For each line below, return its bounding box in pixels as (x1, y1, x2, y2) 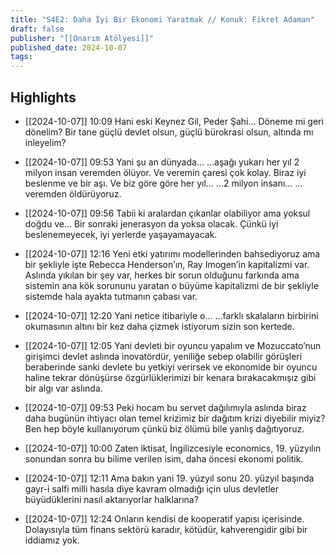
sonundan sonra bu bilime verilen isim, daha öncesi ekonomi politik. (24, 452, 304, 465)
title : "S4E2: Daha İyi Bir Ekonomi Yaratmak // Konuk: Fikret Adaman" (10, 14, 315, 25)
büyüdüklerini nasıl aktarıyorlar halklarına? (24, 493, 199, 505)
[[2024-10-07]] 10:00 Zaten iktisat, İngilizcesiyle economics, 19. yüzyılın (24, 442, 322, 454)
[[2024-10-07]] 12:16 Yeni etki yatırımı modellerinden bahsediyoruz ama (24, 247, 321, 260)
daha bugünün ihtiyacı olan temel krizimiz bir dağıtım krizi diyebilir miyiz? (24, 412, 326, 424)
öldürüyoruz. (68, 187, 122, 200)
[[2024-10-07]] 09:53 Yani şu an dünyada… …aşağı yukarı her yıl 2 (24, 156, 300, 168)
